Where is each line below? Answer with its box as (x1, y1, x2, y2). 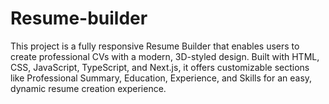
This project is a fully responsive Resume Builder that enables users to (10, 40, 300, 52)
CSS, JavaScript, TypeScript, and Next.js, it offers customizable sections (10, 61, 310, 73)
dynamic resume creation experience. (10, 82, 167, 94)
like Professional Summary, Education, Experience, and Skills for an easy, (10, 72, 313, 84)
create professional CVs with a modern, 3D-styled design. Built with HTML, (10, 50, 320, 62)
